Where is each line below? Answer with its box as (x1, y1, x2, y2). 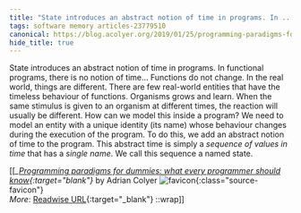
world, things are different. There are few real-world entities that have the (9, 81, 280, 92)
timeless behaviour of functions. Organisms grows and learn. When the (9, 91, 272, 102)
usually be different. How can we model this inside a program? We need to (9, 110, 284, 121)
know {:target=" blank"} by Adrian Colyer (9, 175, 158, 186)
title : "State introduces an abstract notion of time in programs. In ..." (9, 13, 298, 22)
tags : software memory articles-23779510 (9, 21, 167, 30)
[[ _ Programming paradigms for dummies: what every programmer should (9, 166, 280, 176)
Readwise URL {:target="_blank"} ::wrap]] (32, 194, 185, 205)
